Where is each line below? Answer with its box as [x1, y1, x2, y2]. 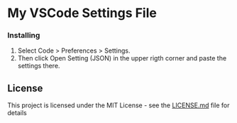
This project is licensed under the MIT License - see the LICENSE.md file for [7, 101, 230, 109]
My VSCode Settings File [7, 5, 158, 21]
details [7, 109, 27, 117]
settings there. [17, 62, 60, 70]
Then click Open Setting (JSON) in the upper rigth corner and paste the [17, 54, 227, 63]
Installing [7, 31, 40, 41]
